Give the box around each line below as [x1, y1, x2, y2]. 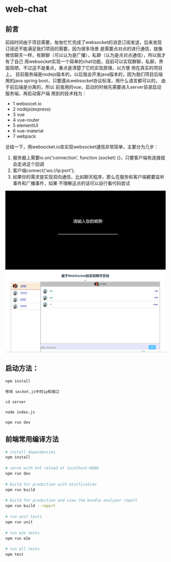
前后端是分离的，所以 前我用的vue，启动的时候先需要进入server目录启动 [9, 84, 162, 90]
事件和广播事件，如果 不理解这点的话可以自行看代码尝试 [12, 180, 130, 186]
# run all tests [5, 547, 40, 552]
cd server [5, 399, 26, 404]
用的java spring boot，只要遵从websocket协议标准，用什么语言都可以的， [5, 78, 160, 83]
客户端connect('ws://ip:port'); [12, 167, 75, 173]
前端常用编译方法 [5, 435, 59, 444]
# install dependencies [5, 449, 56, 455]
